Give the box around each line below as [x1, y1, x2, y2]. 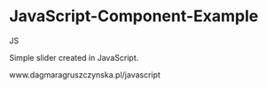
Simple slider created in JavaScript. [9, 52, 139, 63]
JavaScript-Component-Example [9, 6, 259, 26]
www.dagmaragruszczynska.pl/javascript [9, 69, 161, 80]
